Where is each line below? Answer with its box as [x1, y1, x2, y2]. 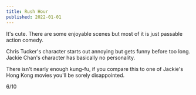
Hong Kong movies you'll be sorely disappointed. [6, 72, 125, 79]
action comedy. [6, 36, 44, 43]
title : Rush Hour [6, 8, 49, 15]
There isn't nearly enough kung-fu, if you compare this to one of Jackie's [6, 65, 184, 72]
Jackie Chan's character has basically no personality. [6, 54, 136, 61]
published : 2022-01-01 [6, 14, 62, 20]
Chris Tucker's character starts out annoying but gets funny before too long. [6, 48, 191, 55]
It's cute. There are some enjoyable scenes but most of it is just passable [6, 30, 183, 37]
